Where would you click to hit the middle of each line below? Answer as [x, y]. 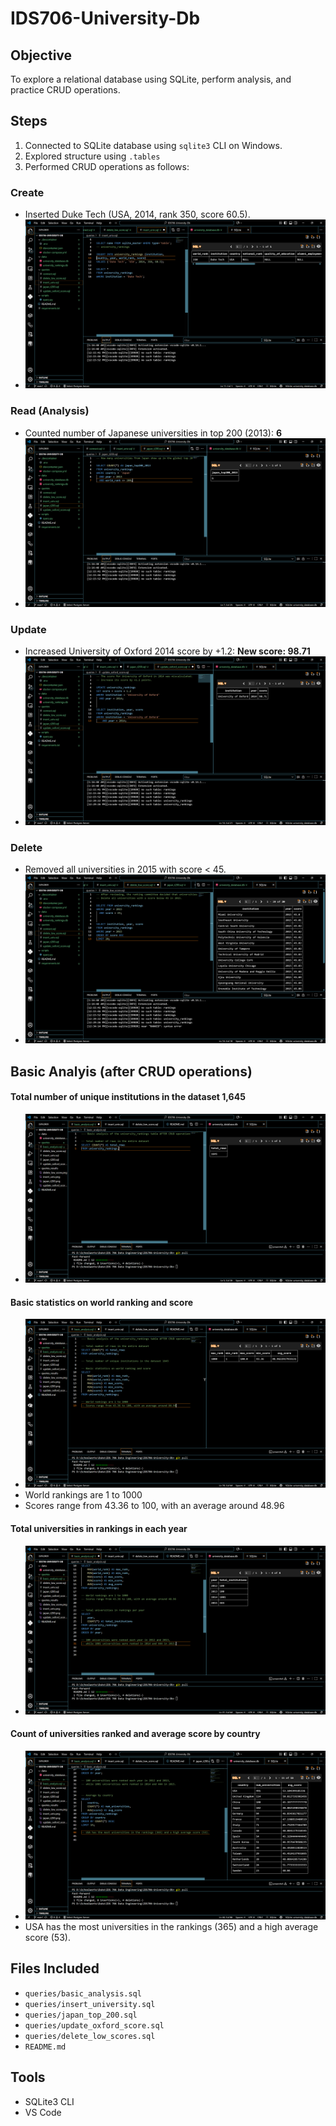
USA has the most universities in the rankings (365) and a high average [171, 1927]
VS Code [43, 2112]
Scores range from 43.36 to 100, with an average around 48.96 [154, 1506]
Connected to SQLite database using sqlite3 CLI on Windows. [153, 145]
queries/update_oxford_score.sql [94, 2025]
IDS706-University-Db [105, 18]
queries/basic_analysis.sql [83, 1993]
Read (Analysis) [50, 411]
